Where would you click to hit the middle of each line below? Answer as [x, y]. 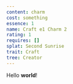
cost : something [27, 18]
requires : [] [23, 40]
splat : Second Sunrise [35, 47]
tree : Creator [25, 58]
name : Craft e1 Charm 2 [37, 29]
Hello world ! [22, 75]
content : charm [26, 12]
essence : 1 [20, 23]
